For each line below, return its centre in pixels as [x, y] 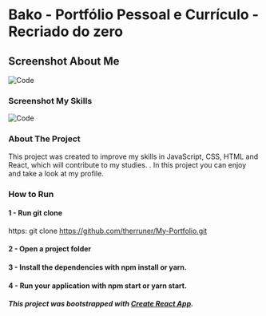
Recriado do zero [66, 32]
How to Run [31, 194]
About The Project [45, 139]
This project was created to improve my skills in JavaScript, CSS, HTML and [133, 156]
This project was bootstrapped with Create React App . [101, 304]
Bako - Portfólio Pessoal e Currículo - [134, 15]
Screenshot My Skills [50, 101]
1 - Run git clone [35, 213]
